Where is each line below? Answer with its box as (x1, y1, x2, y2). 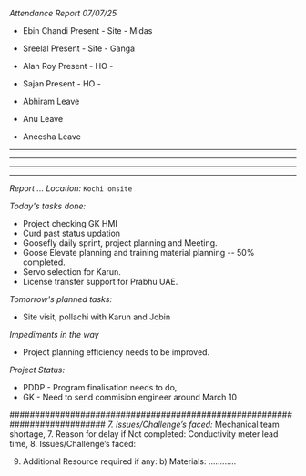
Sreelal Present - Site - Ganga (22, 43, 135, 54)
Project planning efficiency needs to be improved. (22, 347, 210, 358)
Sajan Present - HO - (22, 78, 102, 89)
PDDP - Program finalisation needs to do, (22, 382, 178, 392)
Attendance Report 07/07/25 (9, 8, 117, 18)
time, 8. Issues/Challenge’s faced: (9, 439, 137, 449)
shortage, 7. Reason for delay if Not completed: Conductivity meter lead (9, 429, 279, 440)
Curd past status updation (22, 228, 121, 238)
